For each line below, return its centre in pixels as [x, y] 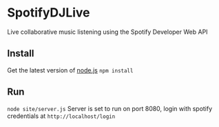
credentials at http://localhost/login [61, 116]
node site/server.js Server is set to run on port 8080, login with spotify [110, 108]
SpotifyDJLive [49, 13]
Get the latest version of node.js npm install [70, 70]
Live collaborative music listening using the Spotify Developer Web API [107, 32]
